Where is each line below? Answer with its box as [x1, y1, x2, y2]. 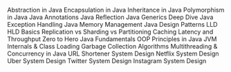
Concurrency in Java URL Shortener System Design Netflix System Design [7, 49, 219, 58]
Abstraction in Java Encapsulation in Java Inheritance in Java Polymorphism [7, 6, 225, 14]
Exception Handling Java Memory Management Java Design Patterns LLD [7, 21, 218, 28]
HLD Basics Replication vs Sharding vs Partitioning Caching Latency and [7, 27, 214, 36]
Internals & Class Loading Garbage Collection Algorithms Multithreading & [7, 43, 218, 50]
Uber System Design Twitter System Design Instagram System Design [7, 57, 207, 64]
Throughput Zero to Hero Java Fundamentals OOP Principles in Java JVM [7, 35, 217, 43]
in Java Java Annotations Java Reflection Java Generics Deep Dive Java [7, 13, 214, 21]
